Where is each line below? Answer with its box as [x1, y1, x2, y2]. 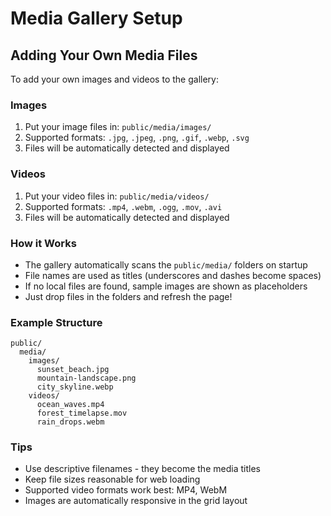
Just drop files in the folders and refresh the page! [24, 290, 233, 302]
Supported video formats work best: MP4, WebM [24, 484, 228, 496]
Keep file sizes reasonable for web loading [24, 473, 201, 486]
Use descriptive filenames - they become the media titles [24, 463, 261, 475]
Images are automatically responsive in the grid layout [24, 495, 248, 507]
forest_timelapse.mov [36, 408, 128, 419]
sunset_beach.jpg [36, 365, 110, 375]
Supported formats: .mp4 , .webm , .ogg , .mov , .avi [24, 200, 223, 212]
